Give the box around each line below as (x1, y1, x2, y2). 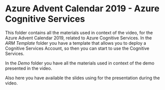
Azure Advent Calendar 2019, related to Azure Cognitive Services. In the (5, 35, 152, 41)
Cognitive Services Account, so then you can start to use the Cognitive (5, 45, 150, 51)
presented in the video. (5, 65, 52, 71)
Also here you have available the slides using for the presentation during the (5, 75, 160, 81)
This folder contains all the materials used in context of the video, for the (5, 30, 153, 35)
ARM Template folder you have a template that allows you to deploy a (5, 40, 147, 46)
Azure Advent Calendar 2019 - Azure (5, 3, 160, 14)
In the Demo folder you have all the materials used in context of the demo (5, 60, 155, 66)
